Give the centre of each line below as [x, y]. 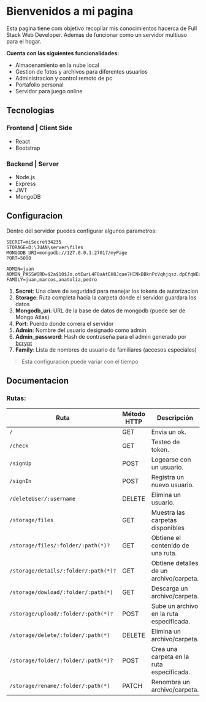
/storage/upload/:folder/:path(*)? [61, 614]
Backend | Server [33, 164]
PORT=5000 [19, 258]
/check [19, 446]
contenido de [170, 546]
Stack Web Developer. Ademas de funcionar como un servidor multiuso [97, 34]
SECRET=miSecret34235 [34, 242]
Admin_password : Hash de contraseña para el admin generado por [101, 336]
